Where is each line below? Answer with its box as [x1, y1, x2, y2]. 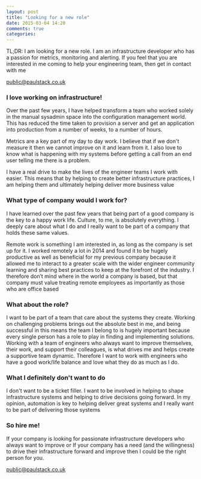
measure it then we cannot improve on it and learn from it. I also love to [6, 144, 182, 151]
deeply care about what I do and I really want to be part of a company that [6, 223, 190, 230]
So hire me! [6, 421, 40, 430]
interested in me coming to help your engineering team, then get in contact [6, 61, 191, 68]
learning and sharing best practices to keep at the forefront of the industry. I [6, 266, 194, 273]
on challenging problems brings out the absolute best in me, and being [6, 321, 181, 328]
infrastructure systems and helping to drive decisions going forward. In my [6, 394, 191, 401]
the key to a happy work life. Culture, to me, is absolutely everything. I [6, 216, 179, 223]
